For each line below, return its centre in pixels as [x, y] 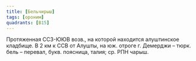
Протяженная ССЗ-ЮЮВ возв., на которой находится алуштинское [93, 40]
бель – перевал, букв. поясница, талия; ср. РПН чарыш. [78, 52]
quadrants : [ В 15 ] [28, 23]
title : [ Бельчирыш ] [31, 12]
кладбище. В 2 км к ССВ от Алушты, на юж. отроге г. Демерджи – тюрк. [99, 46]
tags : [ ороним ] [25, 17]
